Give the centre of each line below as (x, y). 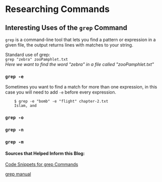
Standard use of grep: (28, 54)
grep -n (14, 130)
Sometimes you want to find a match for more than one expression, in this (81, 87)
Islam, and (25, 106)
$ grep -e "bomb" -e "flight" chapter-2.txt (61, 101)
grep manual (18, 174)
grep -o (14, 118)
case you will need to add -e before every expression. (61, 92)
